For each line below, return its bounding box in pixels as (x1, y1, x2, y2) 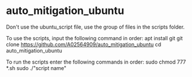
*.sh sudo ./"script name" (6, 64, 67, 71)
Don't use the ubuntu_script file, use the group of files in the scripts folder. (6, 23, 185, 30)
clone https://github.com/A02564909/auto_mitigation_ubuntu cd (6, 41, 162, 48)
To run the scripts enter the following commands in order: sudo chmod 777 (6, 58, 186, 65)
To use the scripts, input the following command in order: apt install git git (6, 34, 183, 41)
